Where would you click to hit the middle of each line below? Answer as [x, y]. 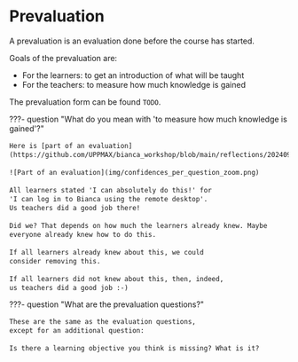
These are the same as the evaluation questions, [103, 321]
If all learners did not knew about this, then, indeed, [117, 279]
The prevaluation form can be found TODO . [85, 102]
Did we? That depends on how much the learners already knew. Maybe [138, 225]
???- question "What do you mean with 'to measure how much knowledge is [149, 119]
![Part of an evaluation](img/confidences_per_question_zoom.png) [134, 172]
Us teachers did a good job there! [75, 208]
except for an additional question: [77, 330]
